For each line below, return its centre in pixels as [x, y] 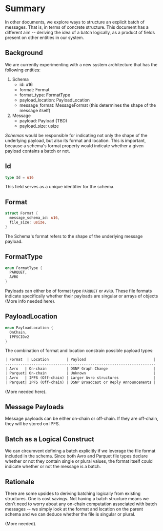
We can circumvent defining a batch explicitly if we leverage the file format [80, 451]
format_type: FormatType [45, 95]
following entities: [23, 70]
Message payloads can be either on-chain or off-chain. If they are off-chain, [82, 419]
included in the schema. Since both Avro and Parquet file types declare [76, 456]
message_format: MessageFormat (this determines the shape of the [88, 105]
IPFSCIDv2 [19, 337]
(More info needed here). [30, 301]
